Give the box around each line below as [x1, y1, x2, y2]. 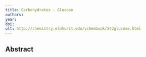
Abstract [5, 45, 34, 53]
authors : [5, 12, 24, 17]
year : [5, 17, 17, 22]
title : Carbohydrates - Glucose [5, 7, 73, 13]
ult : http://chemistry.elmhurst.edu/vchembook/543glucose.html [5, 26, 141, 31]
